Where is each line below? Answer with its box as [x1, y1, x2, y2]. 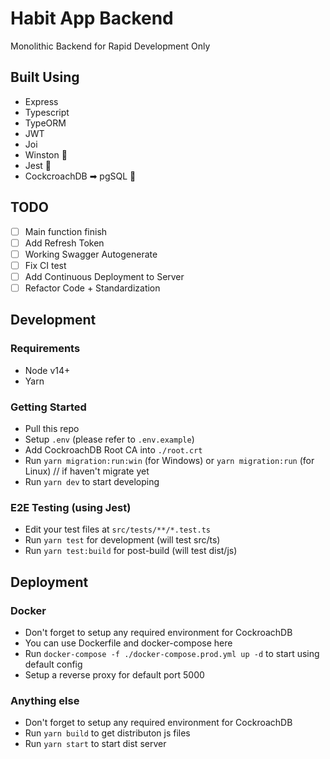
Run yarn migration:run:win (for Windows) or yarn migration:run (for [24, 454, 315, 466]
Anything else [10, 693, 80, 707]
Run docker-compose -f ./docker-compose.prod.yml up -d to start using [24, 647, 320, 659]
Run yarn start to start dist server [24, 738, 167, 750]
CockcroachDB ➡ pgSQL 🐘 [24, 170, 137, 182]
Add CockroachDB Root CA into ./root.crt [24, 443, 203, 456]
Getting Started [10, 400, 87, 414]
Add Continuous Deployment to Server [24, 270, 185, 282]
